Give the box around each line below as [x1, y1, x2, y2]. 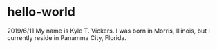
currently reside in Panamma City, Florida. [7, 33, 126, 42]
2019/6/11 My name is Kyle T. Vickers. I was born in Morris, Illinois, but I [7, 27, 211, 35]
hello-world [7, 4, 76, 20]
